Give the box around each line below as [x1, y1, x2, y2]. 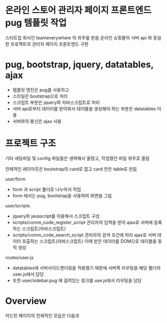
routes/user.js [5, 254, 34, 260]
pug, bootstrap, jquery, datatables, [5, 59, 154, 70]
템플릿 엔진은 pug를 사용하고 [12, 86, 69, 93]
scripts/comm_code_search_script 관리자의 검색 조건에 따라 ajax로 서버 [12, 232, 156, 238]
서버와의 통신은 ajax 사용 [12, 118, 62, 124]
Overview [5, 295, 47, 306]
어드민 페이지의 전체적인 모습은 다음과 [5, 312, 79, 318]
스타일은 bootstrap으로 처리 [12, 93, 68, 99]
